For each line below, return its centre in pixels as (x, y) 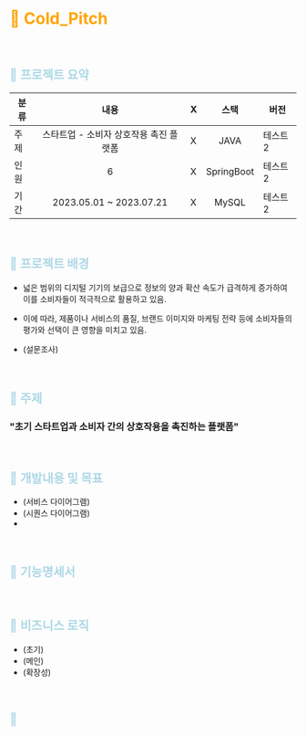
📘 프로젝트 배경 (49, 264)
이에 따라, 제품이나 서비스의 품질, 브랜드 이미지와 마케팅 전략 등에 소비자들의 (158, 318)
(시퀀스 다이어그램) (56, 513)
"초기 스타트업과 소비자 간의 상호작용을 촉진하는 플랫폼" (124, 426)
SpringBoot (230, 171)
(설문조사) (41, 349)
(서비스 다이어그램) (56, 502)
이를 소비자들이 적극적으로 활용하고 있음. (94, 299)
